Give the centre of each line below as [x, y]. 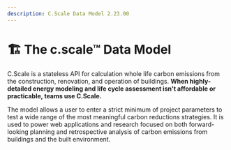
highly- [200, 81]
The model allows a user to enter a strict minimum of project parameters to [115, 110]
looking [18, 132]
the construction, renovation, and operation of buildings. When [98, 81]
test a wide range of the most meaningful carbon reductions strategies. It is [115, 117]
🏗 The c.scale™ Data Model [89, 49]
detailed [20, 89]
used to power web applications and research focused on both [97, 124]
